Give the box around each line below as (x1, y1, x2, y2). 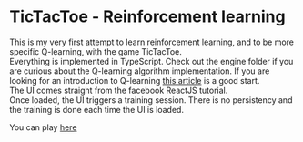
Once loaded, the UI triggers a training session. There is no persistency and (9, 94, 293, 106)
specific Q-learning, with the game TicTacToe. (9, 46, 182, 56)
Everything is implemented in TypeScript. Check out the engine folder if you (9, 56, 294, 66)
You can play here (9, 121, 77, 133)
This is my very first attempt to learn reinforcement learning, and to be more (9, 36, 294, 47)
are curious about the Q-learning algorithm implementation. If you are (9, 66, 270, 76)
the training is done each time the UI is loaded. (9, 104, 185, 115)
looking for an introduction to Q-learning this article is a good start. (9, 75, 260, 86)
